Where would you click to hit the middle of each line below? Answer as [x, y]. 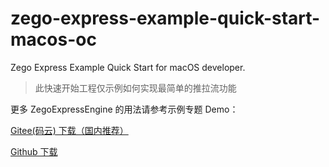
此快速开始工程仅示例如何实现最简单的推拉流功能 [135, 88]
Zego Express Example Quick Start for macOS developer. [128, 67]
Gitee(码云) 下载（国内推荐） [69, 130]
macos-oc [53, 39]
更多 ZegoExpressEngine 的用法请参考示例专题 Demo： [124, 109]
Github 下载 [34, 151]
